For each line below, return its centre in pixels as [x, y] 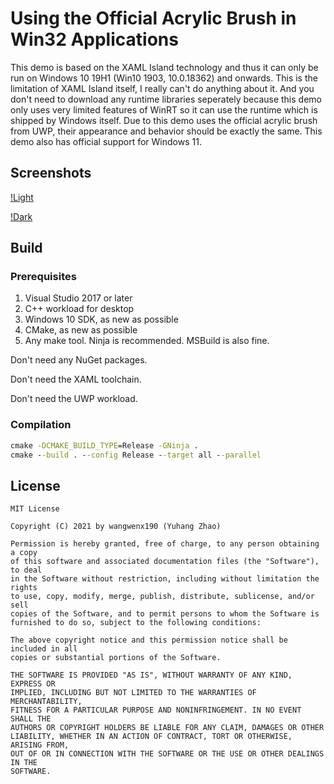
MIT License [35, 509]
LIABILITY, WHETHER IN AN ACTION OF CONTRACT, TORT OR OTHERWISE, [151, 737]
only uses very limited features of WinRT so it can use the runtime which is [164, 109]
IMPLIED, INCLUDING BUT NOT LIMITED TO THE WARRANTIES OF [133, 693]
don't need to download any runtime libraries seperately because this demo [166, 99]
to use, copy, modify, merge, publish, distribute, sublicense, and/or [162, 597]
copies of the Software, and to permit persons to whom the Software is [165, 614]
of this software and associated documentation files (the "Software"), [165, 562]
